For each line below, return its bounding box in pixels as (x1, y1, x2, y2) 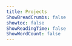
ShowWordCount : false (6, 31, 61, 37)
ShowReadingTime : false (6, 25, 67, 32)
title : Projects (6, 8, 47, 15)
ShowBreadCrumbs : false (6, 14, 67, 20)
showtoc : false (6, 20, 45, 26)
